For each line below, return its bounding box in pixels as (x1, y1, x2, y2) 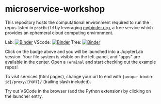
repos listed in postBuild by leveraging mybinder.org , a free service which (5, 24, 153, 30)
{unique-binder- (122, 74, 155, 79)
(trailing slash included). (43, 79, 91, 85)
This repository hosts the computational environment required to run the (5, 19, 149, 25)
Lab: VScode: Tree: (5, 39, 81, 45)
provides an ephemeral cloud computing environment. (5, 30, 113, 35)
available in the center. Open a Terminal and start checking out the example (5, 59, 156, 65)
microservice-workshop (5, 3, 105, 15)
